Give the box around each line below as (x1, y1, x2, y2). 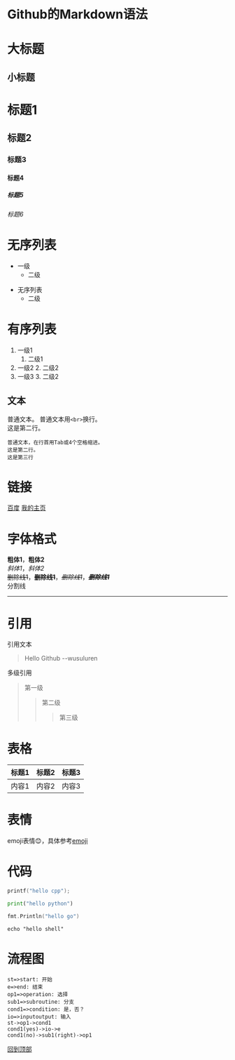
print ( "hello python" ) (7, 900, 73, 908)
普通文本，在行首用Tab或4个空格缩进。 (7, 439, 104, 446)
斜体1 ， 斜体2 (7, 564, 45, 573)
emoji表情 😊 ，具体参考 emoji (7, 837, 88, 845)
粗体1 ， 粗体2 (7, 555, 45, 564)
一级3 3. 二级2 (17, 372, 59, 380)
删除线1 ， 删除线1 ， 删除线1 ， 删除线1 (7, 573, 110, 581)
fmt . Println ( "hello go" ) (7, 913, 80, 920)
